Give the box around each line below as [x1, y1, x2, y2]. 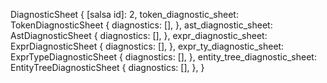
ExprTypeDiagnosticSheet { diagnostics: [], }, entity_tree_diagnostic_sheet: [10, 51, 317, 63]
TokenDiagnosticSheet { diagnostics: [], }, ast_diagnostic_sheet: [10, 19, 273, 31]
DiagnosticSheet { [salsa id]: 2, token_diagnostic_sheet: [10, 9, 239, 20]
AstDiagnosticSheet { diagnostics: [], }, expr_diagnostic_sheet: [10, 30, 268, 41]
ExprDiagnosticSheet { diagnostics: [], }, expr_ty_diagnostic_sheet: [10, 40, 285, 52]
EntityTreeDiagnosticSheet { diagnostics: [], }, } [10, 62, 205, 73]
